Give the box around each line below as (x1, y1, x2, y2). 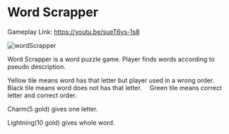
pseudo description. (7, 62, 66, 71)
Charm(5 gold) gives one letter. (7, 104, 98, 113)
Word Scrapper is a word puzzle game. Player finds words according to (7, 54, 216, 63)
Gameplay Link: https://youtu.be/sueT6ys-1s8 (7, 28, 140, 36)
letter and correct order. (7, 91, 77, 99)
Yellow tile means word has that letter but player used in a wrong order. (7, 75, 215, 85)
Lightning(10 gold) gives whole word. (7, 118, 115, 127)
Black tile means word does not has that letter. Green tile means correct (7, 83, 223, 92)
